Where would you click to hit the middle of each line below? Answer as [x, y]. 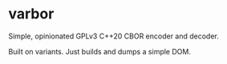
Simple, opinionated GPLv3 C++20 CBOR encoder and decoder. [113, 36]
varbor [31, 14]
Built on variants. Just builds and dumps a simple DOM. [99, 51]
